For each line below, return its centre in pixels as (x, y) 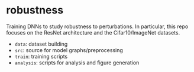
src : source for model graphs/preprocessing (69, 50)
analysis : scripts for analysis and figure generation (77, 63)
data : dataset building (41, 44)
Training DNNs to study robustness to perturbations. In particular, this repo (97, 26)
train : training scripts (41, 56)
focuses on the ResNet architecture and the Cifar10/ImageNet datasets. (93, 32)
